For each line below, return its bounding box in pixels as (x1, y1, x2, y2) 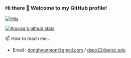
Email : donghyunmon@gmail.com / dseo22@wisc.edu (12, 47, 126, 53)
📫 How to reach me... (5, 35, 51, 41)
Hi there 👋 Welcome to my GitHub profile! (5, 4, 107, 11)
